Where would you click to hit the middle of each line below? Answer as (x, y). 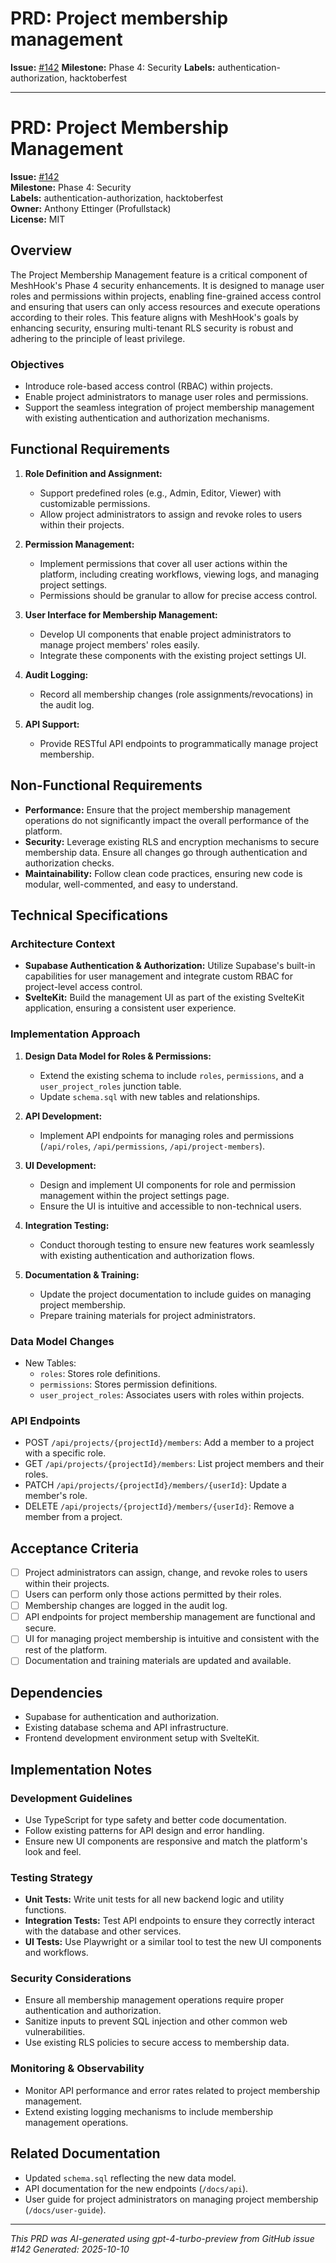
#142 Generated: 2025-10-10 (70, 2249)
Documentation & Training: (82, 1274)
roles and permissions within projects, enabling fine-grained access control (166, 296)
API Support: (52, 724)
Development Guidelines (71, 1798)
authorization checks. (69, 863)
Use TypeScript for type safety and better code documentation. (155, 1819)
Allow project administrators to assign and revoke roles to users (171, 514)
